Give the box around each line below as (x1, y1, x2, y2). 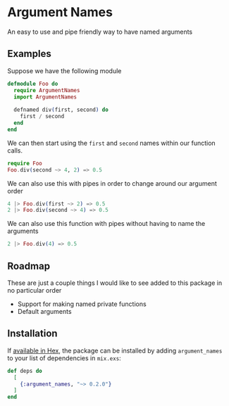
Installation (7, 328, 58, 340)
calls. (7, 146, 23, 155)
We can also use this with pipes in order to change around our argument (7, 179, 217, 187)
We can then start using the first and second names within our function (7, 139, 216, 147)
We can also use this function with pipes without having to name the (7, 220, 206, 228)
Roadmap (7, 260, 51, 272)
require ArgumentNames (13, 87, 80, 94)
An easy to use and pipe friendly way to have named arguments (7, 27, 192, 36)
